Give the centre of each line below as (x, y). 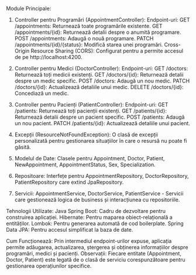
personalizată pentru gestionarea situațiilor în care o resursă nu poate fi (101, 141)
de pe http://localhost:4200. (49, 57)
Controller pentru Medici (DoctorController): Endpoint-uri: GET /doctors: (101, 68)
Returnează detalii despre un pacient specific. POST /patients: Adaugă (99, 117)
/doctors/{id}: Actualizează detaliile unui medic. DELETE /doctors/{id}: (99, 87)
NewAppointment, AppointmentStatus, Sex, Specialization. (85, 164)
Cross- (173, 44)
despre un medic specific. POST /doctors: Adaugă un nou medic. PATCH (102, 81)
